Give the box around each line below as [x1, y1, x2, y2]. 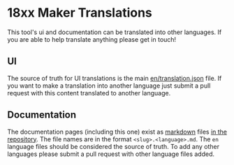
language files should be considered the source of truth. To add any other [7, 142, 220, 150]
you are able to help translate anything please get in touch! [7, 35, 177, 43]
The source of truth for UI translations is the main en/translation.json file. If [7, 74, 222, 82]
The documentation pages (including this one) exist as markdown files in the [7, 127, 227, 136]
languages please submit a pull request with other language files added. [7, 150, 215, 158]
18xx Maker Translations [7, 5, 152, 21]
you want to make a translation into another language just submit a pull [7, 81, 211, 90]
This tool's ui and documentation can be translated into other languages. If [7, 28, 222, 36]
